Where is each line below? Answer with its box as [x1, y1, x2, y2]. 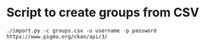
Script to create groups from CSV [6, 5, 200, 20]
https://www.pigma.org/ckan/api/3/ [6, 33, 108, 40]
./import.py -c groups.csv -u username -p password [6, 27, 157, 34]
